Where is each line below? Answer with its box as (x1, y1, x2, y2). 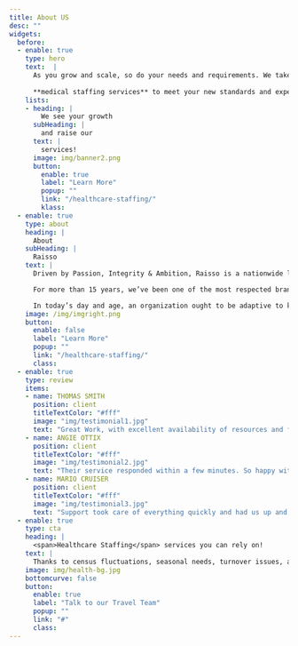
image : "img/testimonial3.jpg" (32, 499, 149, 508)
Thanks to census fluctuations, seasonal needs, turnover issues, (32, 557, 284, 566)
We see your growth (41, 112, 114, 121)
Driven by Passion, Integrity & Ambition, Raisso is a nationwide (32, 269, 284, 278)
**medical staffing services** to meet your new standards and (32, 87, 272, 96)
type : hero (25, 54, 66, 63)
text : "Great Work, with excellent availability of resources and (32, 425, 284, 434)
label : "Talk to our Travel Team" (32, 599, 161, 608)
